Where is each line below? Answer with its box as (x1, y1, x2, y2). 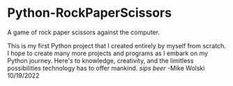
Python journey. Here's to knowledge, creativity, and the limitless (7, 56, 194, 64)
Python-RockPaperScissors (7, 5, 172, 21)
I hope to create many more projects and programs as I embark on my (7, 49, 209, 57)
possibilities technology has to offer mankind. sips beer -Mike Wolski (7, 64, 205, 72)
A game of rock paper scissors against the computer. (7, 28, 160, 36)
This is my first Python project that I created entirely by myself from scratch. (7, 41, 227, 50)
